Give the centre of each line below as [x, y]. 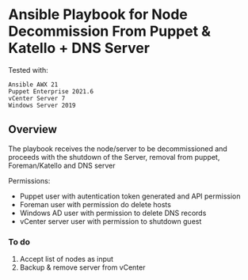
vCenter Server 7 [37, 98]
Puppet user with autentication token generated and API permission [130, 196]
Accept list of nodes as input [66, 259]
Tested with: [29, 70]
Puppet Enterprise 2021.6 [51, 91]
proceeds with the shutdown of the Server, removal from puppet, [114, 157]
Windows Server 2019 [42, 105]
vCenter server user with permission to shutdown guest [111, 221]
